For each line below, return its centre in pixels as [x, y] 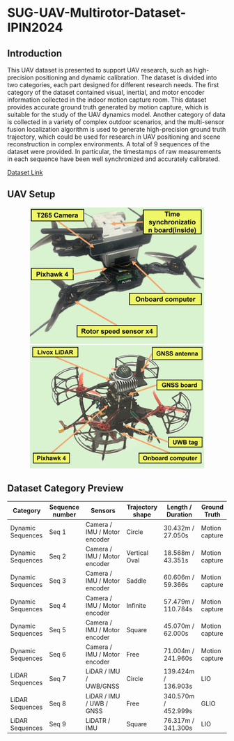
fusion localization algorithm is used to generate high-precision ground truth [117, 129]
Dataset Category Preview [65, 488]
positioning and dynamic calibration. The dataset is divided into [126, 77]
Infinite [136, 605]
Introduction [35, 53]
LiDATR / [98, 720]
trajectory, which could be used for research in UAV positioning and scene [114, 137]
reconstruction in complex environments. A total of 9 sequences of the [109, 144]
